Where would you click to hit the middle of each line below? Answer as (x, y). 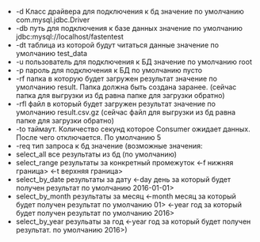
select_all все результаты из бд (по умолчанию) (96, 154)
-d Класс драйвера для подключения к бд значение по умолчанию (130, 11)
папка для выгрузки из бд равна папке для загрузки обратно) (120, 95)
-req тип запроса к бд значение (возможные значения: (109, 146)
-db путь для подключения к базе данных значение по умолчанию (129, 28)
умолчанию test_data (51, 53)
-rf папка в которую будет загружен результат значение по (117, 79)
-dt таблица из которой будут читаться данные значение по (117, 45)
